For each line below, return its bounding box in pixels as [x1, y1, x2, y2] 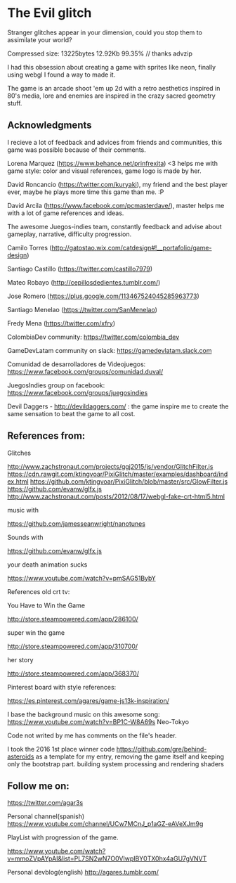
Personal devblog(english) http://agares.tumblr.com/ [7, 868, 159, 877]
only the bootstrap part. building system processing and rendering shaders [7, 759, 225, 768]
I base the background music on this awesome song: [7, 710, 160, 718]
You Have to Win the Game [7, 601, 86, 610]
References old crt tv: [7, 587, 70, 595]
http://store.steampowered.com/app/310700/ [7, 642, 138, 650]
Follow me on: [7, 780, 70, 792]
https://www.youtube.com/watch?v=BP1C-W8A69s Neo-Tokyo [7, 717, 190, 726]
